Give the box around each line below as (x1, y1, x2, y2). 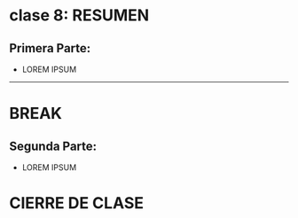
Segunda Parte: (9, 138, 98, 153)
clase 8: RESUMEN (9, 5, 150, 26)
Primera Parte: (9, 41, 91, 56)
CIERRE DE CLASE (9, 193, 145, 214)
